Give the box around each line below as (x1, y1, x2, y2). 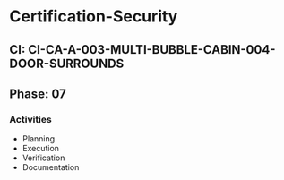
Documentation (22, 162, 80, 173)
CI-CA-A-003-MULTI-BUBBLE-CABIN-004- (28, 42, 276, 57)
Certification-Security (9, 6, 178, 27)
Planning (22, 133, 56, 144)
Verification (22, 152, 65, 163)
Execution (22, 143, 60, 154)
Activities (9, 113, 52, 125)
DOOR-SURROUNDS (9, 56, 125, 71)
